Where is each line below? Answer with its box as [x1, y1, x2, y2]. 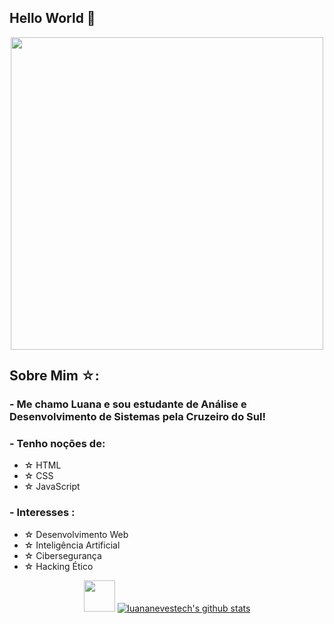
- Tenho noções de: [9, 437, 106, 451]
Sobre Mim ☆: [9, 367, 100, 385]
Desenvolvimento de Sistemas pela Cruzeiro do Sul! [9, 410, 266, 424]
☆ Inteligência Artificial [23, 539, 121, 551]
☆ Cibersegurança [23, 549, 102, 561]
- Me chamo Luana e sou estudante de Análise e [9, 397, 247, 411]
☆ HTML [23, 459, 62, 471]
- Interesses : [9, 506, 76, 520]
